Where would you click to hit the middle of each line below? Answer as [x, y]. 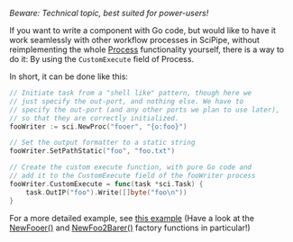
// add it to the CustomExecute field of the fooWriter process [133, 175]
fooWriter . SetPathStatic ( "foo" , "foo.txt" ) [92, 151]
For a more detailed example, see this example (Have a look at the [132, 218]
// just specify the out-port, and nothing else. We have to [127, 101]
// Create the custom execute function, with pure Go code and [131, 167]
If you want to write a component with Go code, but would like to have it [143, 30]
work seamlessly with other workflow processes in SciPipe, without [134, 40]
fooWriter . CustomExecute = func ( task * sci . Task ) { [106, 184]
